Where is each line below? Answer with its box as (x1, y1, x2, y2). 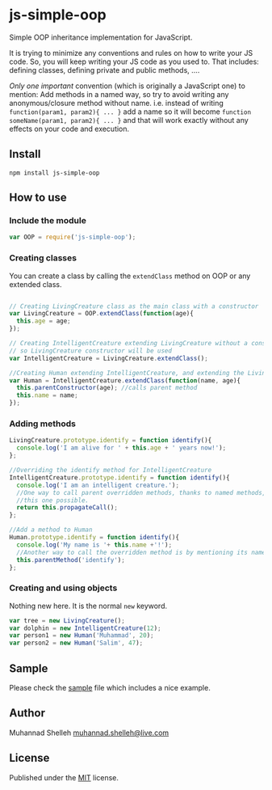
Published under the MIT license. (9, 772, 119, 782)
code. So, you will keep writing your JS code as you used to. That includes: (9, 57, 259, 66)
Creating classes (9, 252, 77, 264)
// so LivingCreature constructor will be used (9, 346, 173, 355)
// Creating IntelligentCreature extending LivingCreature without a (9, 340, 249, 348)
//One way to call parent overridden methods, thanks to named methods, (16, 488, 266, 496)
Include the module (9, 215, 87, 226)
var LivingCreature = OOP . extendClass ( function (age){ (9, 310, 195, 318)
